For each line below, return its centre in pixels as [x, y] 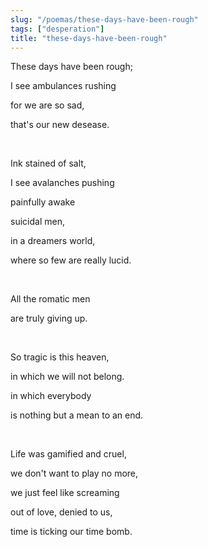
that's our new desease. [60, 125]
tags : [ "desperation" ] [57, 29]
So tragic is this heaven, [60, 357]
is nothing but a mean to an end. [77, 415]
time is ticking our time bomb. [71, 532]
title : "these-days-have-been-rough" [89, 38]
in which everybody [51, 396]
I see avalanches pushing [62, 183]
